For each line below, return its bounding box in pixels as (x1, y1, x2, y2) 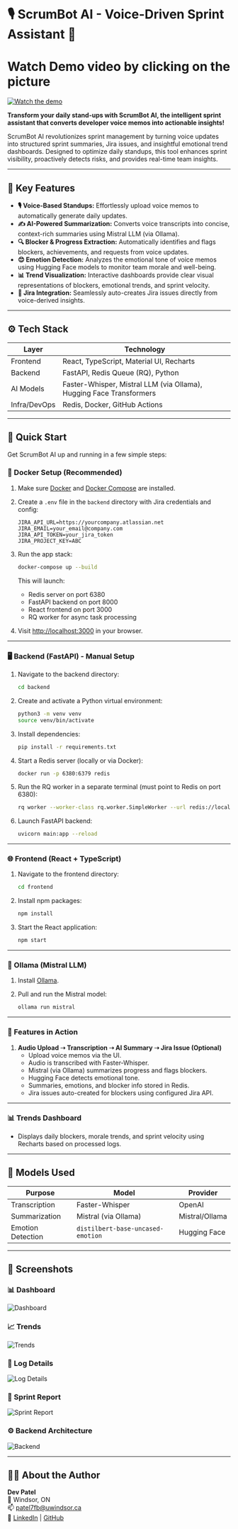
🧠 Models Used (7, 1167, 76, 1179)
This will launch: (17, 576, 65, 585)
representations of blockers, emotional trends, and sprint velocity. (17, 281, 210, 289)
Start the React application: (17, 923, 98, 931)
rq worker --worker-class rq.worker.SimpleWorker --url (17, 804, 186, 811)
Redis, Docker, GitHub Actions (62, 399, 163, 409)
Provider (188, 1187, 218, 1197)
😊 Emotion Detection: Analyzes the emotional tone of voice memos (17, 255, 217, 264)
